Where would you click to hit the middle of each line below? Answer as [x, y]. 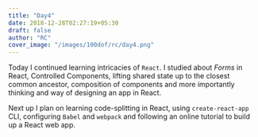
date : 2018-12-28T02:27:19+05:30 [64, 23]
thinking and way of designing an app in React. [85, 93]
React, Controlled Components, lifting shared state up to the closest [119, 76]
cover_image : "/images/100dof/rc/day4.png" [81, 45]
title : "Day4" [32, 15]
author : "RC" [30, 38]
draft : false [30, 30]
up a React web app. [42, 125]
